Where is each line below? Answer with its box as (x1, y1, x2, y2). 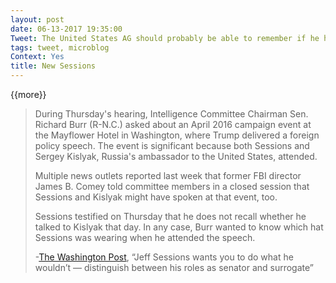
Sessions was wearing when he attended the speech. (34, 232, 256, 243)
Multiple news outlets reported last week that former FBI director (34, 170, 302, 181)
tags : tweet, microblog (10, 42, 110, 53)
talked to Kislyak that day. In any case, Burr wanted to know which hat (34, 221, 324, 233)
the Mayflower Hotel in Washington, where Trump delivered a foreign (34, 129, 320, 141)
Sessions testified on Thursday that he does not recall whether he (34, 211, 307, 222)
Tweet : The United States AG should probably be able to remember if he (10, 33, 320, 43)
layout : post (10, 14, 65, 25)
